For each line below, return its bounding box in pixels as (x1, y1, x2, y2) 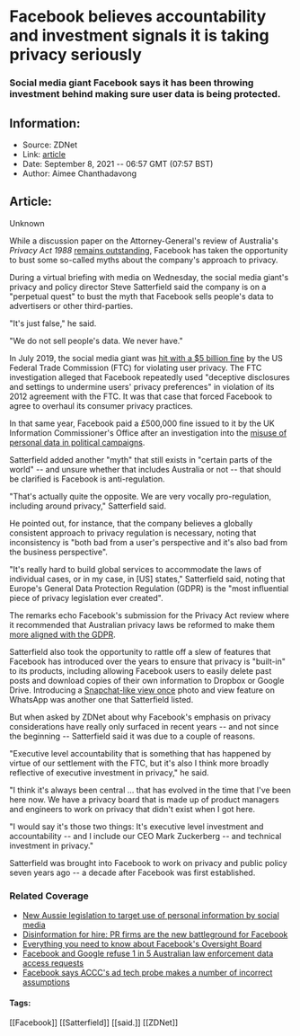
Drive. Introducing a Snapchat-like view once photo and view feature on (9, 685, 276, 695)
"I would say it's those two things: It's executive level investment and (9, 820, 264, 832)
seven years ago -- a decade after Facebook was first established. (9, 867, 256, 878)
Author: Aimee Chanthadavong (22, 168, 137, 179)
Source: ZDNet (22, 139, 78, 150)
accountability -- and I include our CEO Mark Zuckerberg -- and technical (9, 830, 282, 841)
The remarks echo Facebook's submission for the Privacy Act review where (9, 609, 290, 621)
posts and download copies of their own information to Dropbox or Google (9, 675, 285, 686)
